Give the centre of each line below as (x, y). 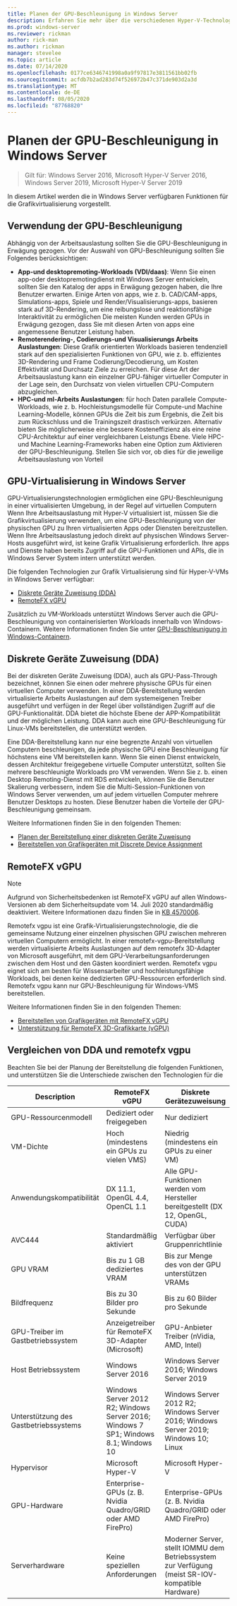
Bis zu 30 (122, 1293)
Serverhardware (38, 1565)
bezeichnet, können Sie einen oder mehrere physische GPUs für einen (109, 683)
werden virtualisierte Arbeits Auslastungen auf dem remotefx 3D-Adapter (114, 948)
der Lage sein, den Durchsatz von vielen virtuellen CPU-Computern (115, 384)
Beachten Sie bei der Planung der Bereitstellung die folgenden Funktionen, (116, 1067)
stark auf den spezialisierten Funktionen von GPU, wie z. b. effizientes (119, 354)
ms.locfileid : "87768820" (45, 106)
